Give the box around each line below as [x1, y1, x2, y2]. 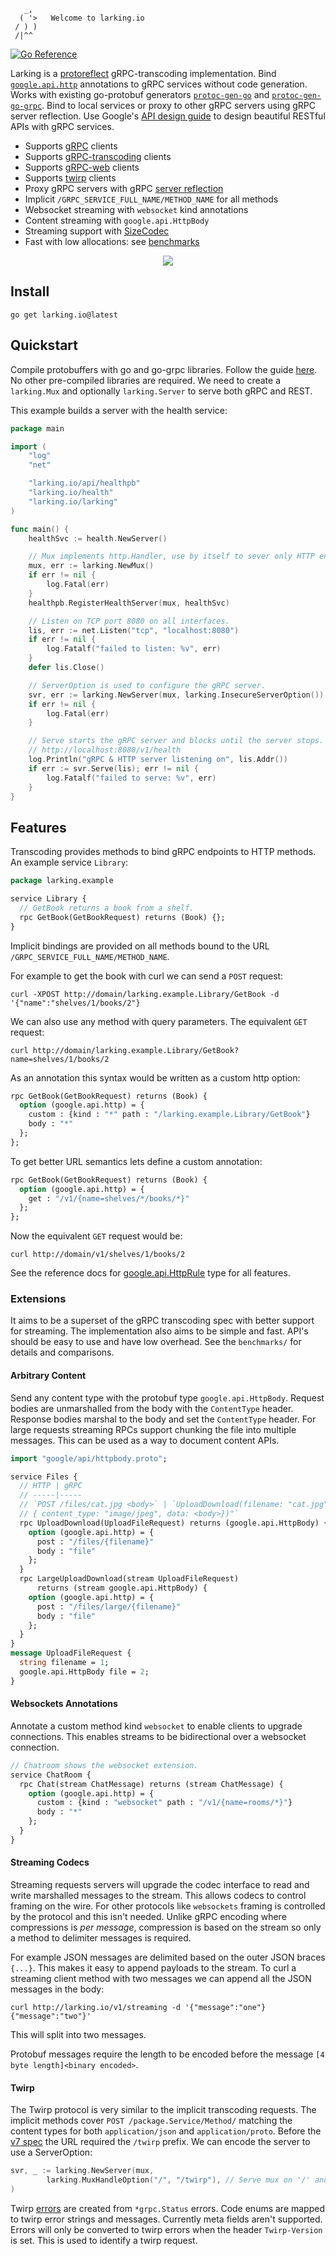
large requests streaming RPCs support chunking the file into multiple [10, 1423, 297, 1435]
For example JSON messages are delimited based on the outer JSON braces [10, 1951, 326, 1963]
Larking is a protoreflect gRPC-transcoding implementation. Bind [10, 68, 277, 79]
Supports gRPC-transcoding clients [24, 151, 172, 162]
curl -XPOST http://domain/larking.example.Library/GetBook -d [10, 989, 280, 999]
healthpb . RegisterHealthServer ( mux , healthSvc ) [28, 598, 230, 608]
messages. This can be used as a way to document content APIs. [10, 1434, 280, 1446]
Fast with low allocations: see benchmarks [24, 236, 200, 247]
